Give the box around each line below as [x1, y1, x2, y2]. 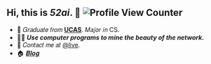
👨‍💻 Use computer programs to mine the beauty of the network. [16, 33, 205, 42]
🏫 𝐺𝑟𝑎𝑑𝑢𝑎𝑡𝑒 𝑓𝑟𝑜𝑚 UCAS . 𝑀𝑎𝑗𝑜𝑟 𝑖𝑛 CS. [16, 25, 120, 33]
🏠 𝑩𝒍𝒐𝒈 [16, 49, 40, 57]
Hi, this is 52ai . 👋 [6, 7, 81, 19]
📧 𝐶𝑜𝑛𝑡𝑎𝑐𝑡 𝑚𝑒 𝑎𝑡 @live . [16, 40, 81, 49]
